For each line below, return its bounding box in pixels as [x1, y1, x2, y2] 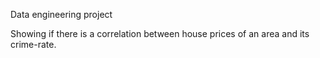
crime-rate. [10, 39, 57, 50]
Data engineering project [10, 9, 113, 20]
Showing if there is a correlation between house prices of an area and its [10, 28, 310, 39]
